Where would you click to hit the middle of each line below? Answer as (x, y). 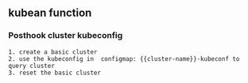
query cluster (32, 66)
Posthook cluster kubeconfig (66, 36)
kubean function (50, 13)
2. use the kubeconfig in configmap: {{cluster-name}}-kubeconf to (124, 58)
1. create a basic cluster (53, 52)
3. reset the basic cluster (55, 73)
